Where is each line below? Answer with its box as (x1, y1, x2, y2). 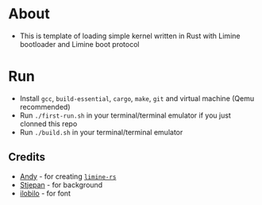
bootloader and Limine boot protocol (19, 39, 140, 48)
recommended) (19, 102, 71, 111)
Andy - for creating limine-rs (19, 172, 117, 181)
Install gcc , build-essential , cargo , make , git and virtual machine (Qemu (19, 93, 255, 103)
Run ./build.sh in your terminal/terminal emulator (19, 127, 183, 137)
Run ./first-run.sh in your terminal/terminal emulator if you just (19, 110, 232, 120)
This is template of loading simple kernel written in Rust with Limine (19, 31, 241, 41)
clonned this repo (19, 118, 78, 128)
